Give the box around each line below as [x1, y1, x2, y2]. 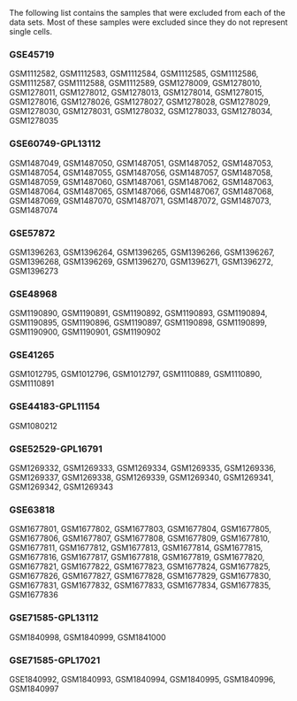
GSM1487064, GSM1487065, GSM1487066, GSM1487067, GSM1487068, [9, 186, 274, 196]
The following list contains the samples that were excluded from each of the [9, 8, 286, 18]
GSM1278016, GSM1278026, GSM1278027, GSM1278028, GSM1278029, [9, 96, 271, 107]
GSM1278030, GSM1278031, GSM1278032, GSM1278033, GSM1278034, [9, 106, 273, 117]
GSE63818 [9, 504, 56, 516]
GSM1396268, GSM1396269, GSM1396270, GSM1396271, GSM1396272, [9, 256, 274, 266]
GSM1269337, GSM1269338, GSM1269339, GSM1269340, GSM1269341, [9, 473, 274, 483]
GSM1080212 [9, 420, 57, 431]
